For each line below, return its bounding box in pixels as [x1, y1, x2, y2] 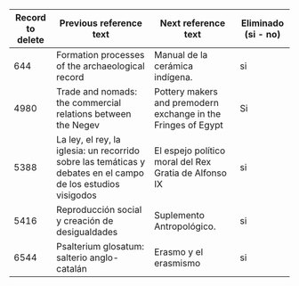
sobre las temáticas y [56, 156, 145, 168]
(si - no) [244, 29, 281, 40]
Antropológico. [154, 220, 216, 233]
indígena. [154, 71, 193, 83]
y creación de [56, 215, 114, 226]
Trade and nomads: [56, 86, 138, 97]
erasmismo [154, 257, 201, 269]
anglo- [89, 251, 119, 264]
